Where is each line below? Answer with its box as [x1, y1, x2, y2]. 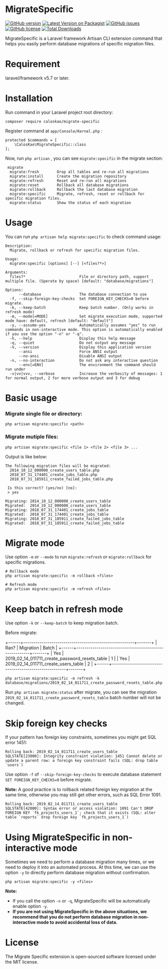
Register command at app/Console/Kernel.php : [5, 127, 103, 134]
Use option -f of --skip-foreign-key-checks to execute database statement [5, 772, 161, 778]
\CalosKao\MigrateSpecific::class [14, 142, 86, 147]
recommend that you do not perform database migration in [12, 914, 138, 920]
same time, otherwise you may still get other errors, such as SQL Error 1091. [5, 792, 162, 798]
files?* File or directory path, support [10, 274, 149, 279]
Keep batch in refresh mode [5, 603, 123, 615]
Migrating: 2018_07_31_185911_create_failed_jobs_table [5, 516, 124, 521]
